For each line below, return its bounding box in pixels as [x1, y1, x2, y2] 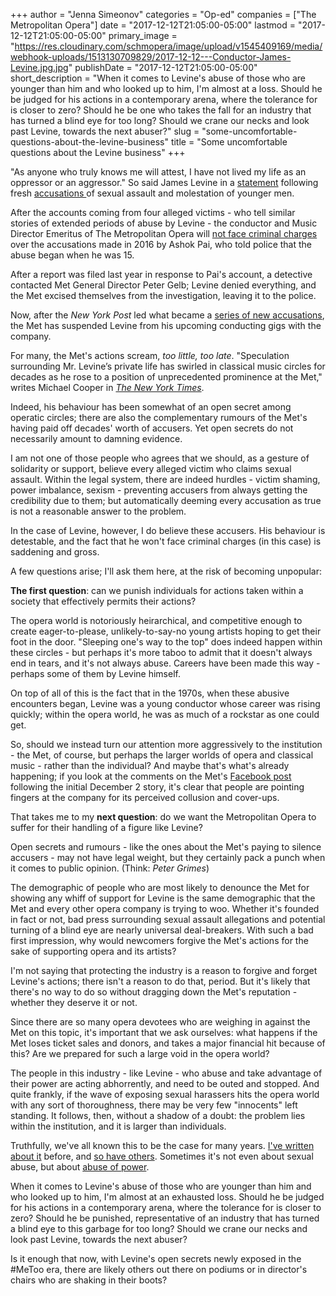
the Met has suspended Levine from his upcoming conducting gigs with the [10, 320, 322, 331]
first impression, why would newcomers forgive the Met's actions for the [10, 935, 309, 946]
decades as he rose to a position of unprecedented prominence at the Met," [10, 371, 323, 383]
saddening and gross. [10, 546, 100, 558]
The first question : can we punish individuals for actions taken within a [10, 585, 304, 596]
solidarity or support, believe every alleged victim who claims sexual [10, 463, 292, 474]
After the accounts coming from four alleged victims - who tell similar [10, 207, 296, 218]
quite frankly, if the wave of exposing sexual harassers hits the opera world [10, 1089, 320, 1100]
